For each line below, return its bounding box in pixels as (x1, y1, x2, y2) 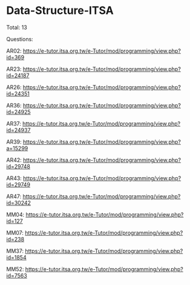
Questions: (6, 35, 33, 42)
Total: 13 (6, 24, 27, 31)
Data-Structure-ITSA (6, 4, 114, 18)
